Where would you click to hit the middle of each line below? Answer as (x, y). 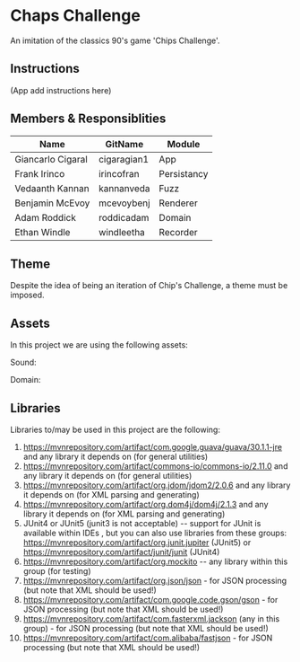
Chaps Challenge (76, 16)
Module (184, 144)
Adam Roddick (46, 217)
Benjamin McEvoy (52, 203)
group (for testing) (57, 571)
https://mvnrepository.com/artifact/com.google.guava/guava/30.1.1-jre (153, 447)
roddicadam (124, 217)
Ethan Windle (43, 232)
